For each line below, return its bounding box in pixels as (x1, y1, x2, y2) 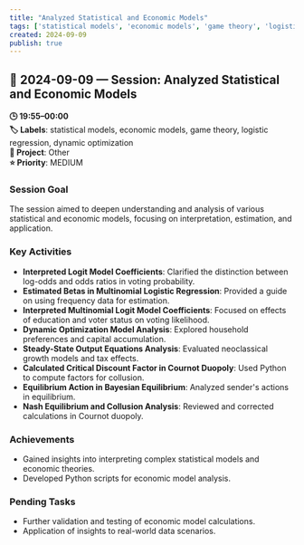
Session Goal (9, 183, 69, 196)
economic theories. (22, 463, 95, 473)
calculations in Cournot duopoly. (22, 410, 144, 421)
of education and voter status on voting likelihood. (22, 314, 210, 325)
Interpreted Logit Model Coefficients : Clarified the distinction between (22, 266, 289, 277)
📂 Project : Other (9, 147, 70, 158)
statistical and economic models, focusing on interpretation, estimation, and (9, 214, 292, 225)
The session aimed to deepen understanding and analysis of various (9, 204, 265, 215)
